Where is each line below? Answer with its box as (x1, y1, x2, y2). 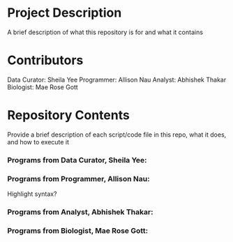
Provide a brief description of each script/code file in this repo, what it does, (7, 130, 227, 139)
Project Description (7, 5, 122, 21)
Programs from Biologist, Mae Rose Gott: (7, 225, 149, 235)
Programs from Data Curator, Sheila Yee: (7, 155, 148, 165)
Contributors (7, 52, 84, 68)
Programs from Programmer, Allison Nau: (7, 174, 150, 183)
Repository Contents (7, 107, 130, 123)
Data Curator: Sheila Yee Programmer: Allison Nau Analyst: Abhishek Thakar (7, 75, 227, 84)
